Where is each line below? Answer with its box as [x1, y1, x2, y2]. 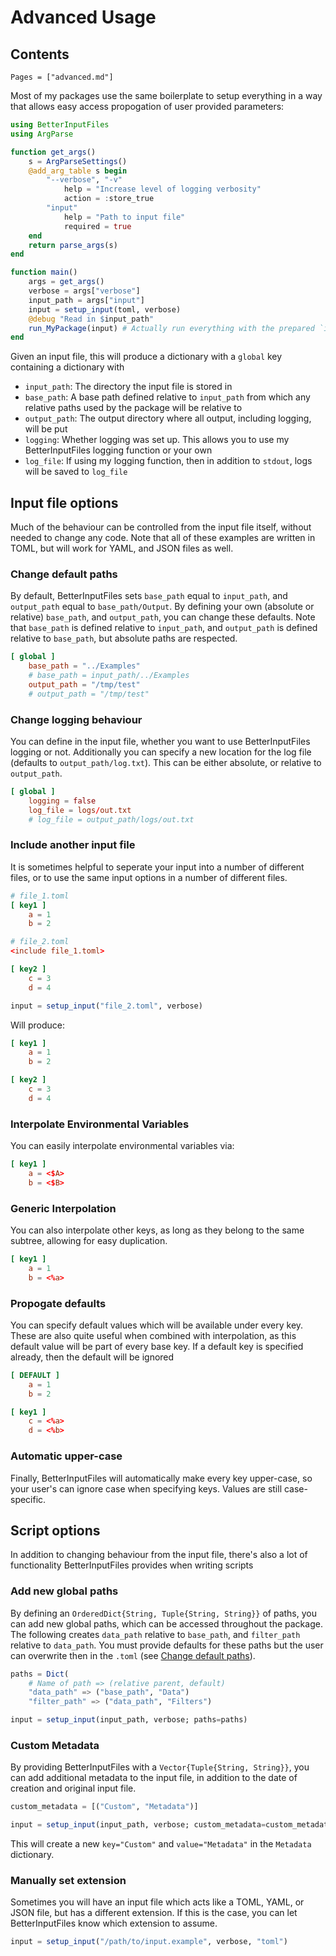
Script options [10, 1522, 101, 1539]
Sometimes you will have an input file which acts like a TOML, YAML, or [10, 1896, 305, 1908]
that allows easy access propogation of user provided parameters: [10, 101, 285, 112]
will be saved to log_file [24, 466, 128, 478]
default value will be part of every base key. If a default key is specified [10, 1340, 304, 1352]
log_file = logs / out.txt [28, 805, 132, 815]
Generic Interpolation [10, 1201, 117, 1215]
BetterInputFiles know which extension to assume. [10, 1917, 218, 1930]
